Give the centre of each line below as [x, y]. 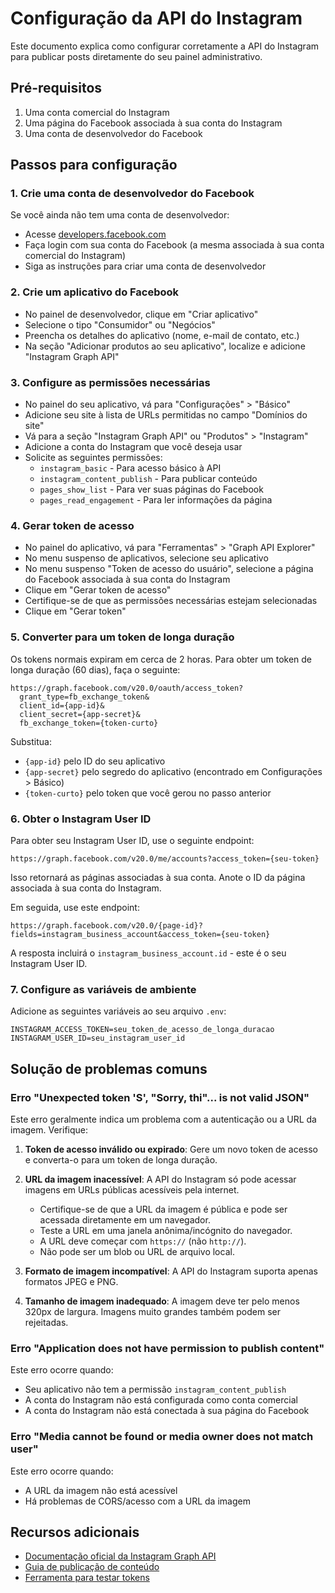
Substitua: [31, 741]
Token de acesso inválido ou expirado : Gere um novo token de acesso [171, 1149]
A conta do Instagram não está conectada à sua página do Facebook [167, 1411]
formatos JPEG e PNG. [71, 1281]
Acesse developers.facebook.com [95, 234]
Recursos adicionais [75, 1532]
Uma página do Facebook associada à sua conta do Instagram [153, 123]
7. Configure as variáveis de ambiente [103, 989]
